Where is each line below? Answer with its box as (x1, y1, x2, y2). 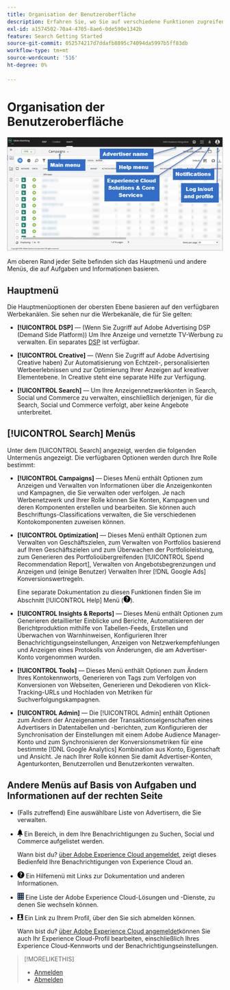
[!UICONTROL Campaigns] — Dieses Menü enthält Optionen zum (16, 473, 203, 482)
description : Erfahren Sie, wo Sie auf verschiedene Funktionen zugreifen (7, 18, 225, 25)
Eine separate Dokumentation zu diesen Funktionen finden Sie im (16, 588, 201, 596)
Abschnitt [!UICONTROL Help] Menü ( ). (16, 596, 135, 604)
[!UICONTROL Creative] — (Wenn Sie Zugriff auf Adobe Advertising (16, 351, 210, 359)
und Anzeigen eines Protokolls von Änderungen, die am (16, 645, 175, 654)
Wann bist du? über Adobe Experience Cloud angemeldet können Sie (16, 927, 211, 935)
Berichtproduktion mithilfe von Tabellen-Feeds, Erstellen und (16, 623, 188, 632)
